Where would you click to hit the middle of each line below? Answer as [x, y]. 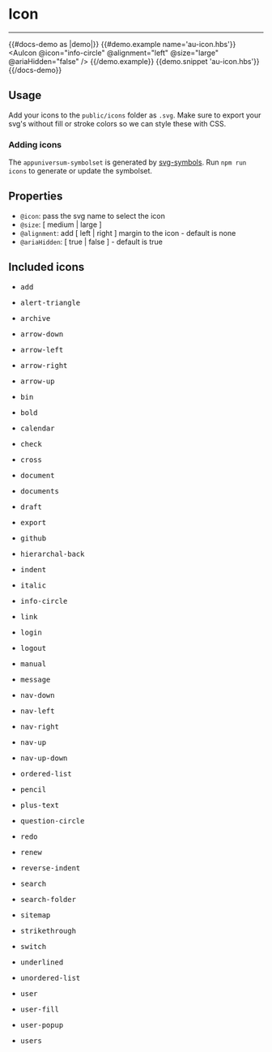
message [35, 679]
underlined [42, 962]
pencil [33, 789]
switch [33, 946]
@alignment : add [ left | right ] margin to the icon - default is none [128, 233]
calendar [37, 428]
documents [39, 491]
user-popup [42, 1025]
